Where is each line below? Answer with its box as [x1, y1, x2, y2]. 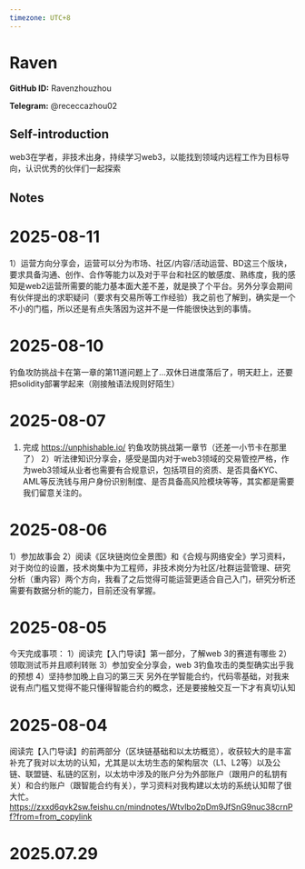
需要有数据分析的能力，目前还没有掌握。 [9, 584, 161, 595]
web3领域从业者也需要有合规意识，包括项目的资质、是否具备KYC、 [30, 464, 283, 475]
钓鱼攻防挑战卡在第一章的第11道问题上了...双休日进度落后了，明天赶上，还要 [9, 366, 293, 377]
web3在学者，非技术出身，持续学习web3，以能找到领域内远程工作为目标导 [9, 152, 290, 163]
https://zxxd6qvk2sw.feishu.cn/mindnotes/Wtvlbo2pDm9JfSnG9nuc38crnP [9, 802, 293, 813]
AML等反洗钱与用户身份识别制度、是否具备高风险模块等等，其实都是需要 [22, 475, 295, 486]
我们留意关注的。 [22, 487, 87, 498]
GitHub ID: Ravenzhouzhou [9, 83, 112, 94]
